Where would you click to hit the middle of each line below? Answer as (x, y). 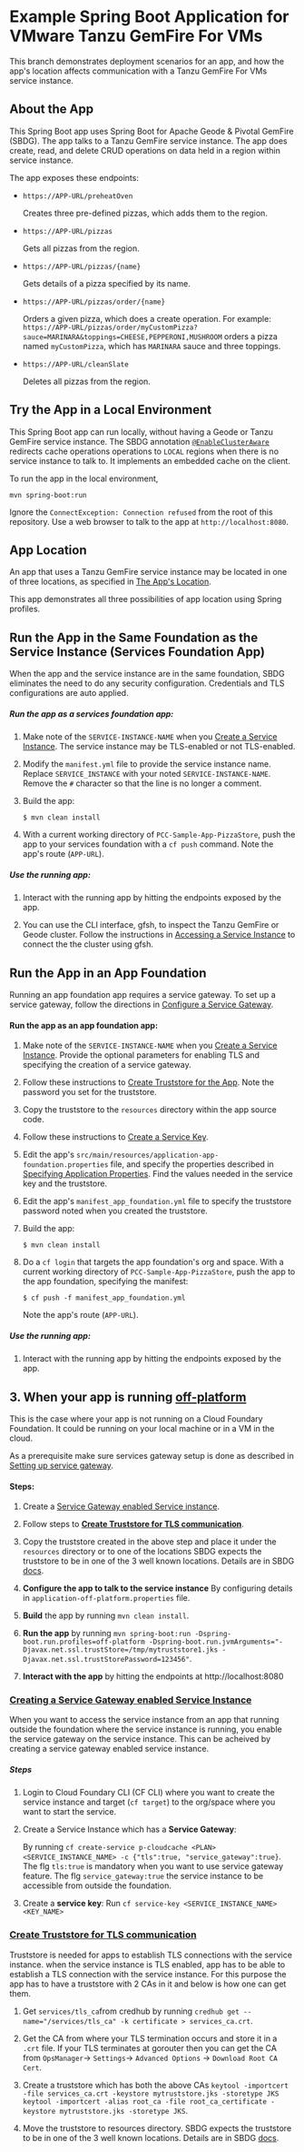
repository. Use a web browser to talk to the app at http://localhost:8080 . (149, 521)
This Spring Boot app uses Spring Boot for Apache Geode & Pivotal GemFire (152, 131)
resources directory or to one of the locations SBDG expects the (142, 1552)
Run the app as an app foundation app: (84, 1025)
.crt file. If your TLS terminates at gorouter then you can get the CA (149, 2047)
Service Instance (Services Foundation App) (137, 652)
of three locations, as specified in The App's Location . (110, 582)
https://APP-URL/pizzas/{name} (82, 266)
